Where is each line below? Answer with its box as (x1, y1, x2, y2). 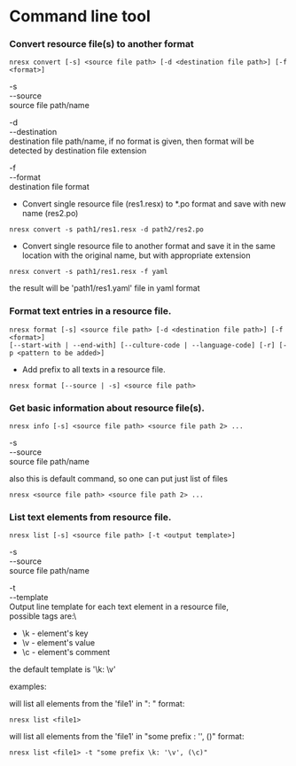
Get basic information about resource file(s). (9, 402, 206, 414)
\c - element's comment (21, 647, 111, 658)
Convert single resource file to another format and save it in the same (21, 241, 277, 252)
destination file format (9, 182, 90, 192)
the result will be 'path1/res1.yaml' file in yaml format (9, 283, 201, 293)
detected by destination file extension (9, 145, 147, 156)
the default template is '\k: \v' (9, 664, 117, 675)
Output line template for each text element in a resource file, (9, 601, 229, 613)
